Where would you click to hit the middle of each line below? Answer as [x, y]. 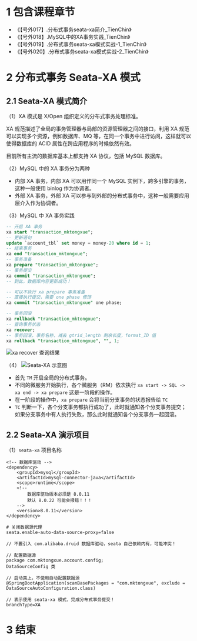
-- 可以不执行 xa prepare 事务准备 [46, 292]
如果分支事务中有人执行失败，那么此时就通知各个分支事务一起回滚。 [97, 415]
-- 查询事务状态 [23, 324]
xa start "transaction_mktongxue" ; [50, 232]
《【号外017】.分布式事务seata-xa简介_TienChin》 [73, 29]
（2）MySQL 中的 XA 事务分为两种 [48, 168]
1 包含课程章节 [41, 12]
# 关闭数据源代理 [24, 528]
